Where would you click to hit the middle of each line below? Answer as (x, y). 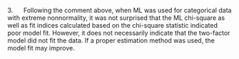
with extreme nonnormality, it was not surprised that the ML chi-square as (116, 18)
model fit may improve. (41, 48)
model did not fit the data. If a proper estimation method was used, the (111, 41)
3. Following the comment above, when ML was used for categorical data (119, 10)
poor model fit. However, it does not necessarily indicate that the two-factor (119, 33)
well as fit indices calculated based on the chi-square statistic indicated (113, 25)
